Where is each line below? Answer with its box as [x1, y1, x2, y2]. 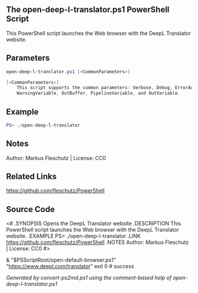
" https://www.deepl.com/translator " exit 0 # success [6, 263, 134, 270]
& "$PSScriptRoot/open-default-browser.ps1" [6, 256, 116, 263]
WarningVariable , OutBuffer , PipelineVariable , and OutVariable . [16, 90, 181, 96]
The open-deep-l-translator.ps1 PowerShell [6, 5, 170, 15]
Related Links [6, 171, 57, 182]
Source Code [6, 204, 55, 214]
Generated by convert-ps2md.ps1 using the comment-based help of [6, 274, 172, 281]
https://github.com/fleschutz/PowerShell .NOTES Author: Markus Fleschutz [6, 239, 189, 246]
